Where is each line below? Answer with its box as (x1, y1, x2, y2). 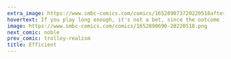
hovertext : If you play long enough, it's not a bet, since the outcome (7, 16, 220, 23)
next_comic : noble (7, 28, 60, 36)
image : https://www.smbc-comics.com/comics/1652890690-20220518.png (7, 22, 208, 29)
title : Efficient (7, 41, 57, 48)
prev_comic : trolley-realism (7, 35, 91, 42)
